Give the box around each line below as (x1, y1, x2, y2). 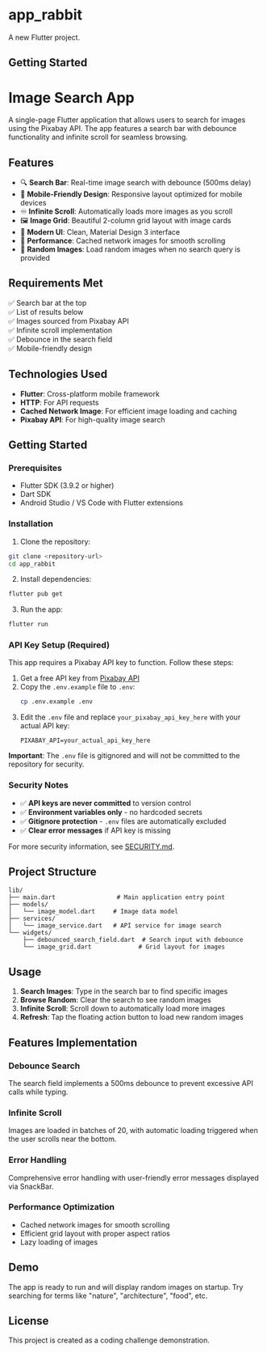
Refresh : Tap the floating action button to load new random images (19, 1012, 244, 1022)
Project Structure (8, 865, 97, 879)
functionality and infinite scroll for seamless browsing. (8, 132, 188, 142)
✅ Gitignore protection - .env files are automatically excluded (19, 816, 227, 826)
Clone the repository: (19, 537, 91, 546)
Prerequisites (8, 463, 62, 474)
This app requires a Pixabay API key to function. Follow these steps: (8, 658, 234, 668)
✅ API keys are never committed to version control (19, 798, 191, 808)
